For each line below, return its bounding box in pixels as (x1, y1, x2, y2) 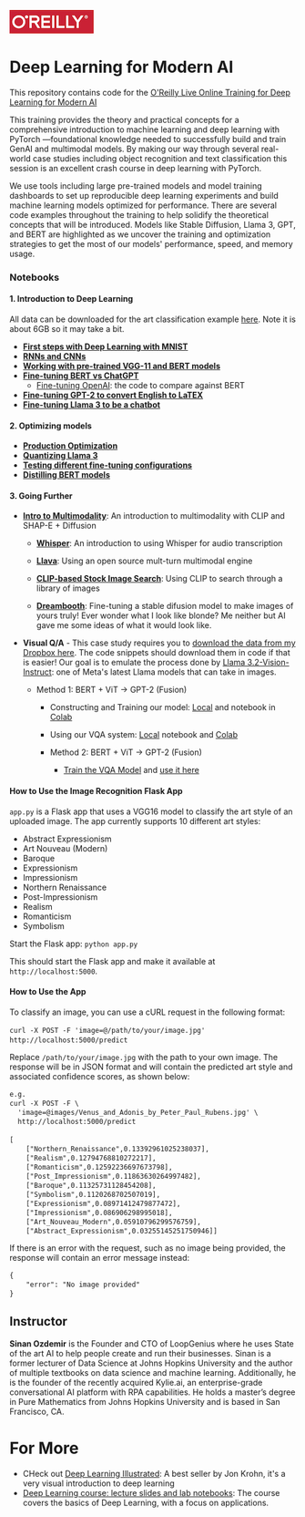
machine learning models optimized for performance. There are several (9, 200, 278, 211)
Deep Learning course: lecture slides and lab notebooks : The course (22, 1487, 280, 1498)
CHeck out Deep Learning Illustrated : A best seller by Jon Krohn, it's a (22, 1468, 286, 1479)
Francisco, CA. (9, 1406, 66, 1417)
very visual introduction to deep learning (22, 1478, 175, 1489)
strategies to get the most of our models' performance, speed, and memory (9, 238, 293, 249)
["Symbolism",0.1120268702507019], (25, 1190, 161, 1199)
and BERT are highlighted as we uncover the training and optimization (9, 229, 271, 240)
